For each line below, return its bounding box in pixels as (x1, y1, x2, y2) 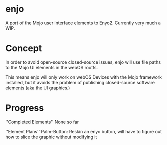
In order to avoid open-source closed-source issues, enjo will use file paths (5, 59, 161, 65)
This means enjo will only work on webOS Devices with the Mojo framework (5, 74, 162, 80)
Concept (5, 43, 42, 54)
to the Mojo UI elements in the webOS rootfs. (5, 64, 98, 70)
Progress (5, 102, 44, 114)
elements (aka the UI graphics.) (5, 85, 70, 91)
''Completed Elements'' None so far (5, 119, 79, 125)
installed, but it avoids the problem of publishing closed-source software (5, 79, 155, 85)
